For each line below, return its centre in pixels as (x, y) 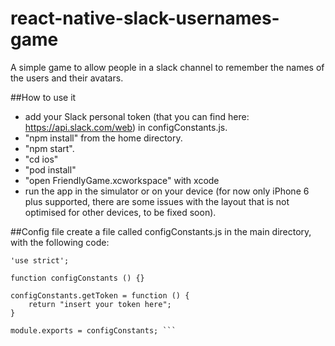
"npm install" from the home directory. (103, 138)
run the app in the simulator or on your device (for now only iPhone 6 (167, 191)
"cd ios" (41, 159)
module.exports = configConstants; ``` (93, 330)
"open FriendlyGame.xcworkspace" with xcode (122, 180)
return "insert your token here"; (100, 304)
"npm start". (49, 148)
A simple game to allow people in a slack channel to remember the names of (167, 67)
